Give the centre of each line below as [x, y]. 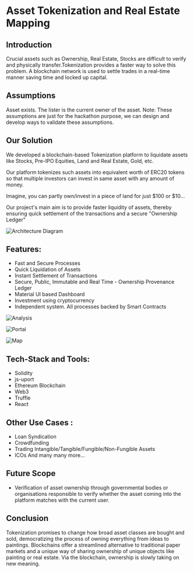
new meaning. [23, 563]
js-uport [24, 379]
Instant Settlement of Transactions [56, 276]
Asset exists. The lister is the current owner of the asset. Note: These [89, 110]
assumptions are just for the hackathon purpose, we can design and [88, 116]
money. [15, 185]
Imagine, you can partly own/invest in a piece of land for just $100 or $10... [96, 196]
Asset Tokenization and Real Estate [93, 11]
